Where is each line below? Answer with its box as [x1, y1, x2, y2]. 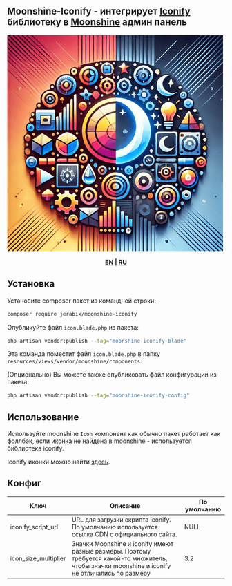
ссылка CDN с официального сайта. [71, 530, 177, 538]
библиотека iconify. [7, 444, 64, 453]
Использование [7, 411, 79, 423]
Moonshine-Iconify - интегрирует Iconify [7, 6, 191, 17]
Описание [109, 501, 141, 510]
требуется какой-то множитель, [71, 554, 168, 563]
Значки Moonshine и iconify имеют [71, 539, 174, 548]
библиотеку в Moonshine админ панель [7, 17, 188, 28]
